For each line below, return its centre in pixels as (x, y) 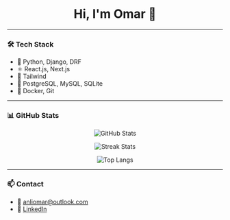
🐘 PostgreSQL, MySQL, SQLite (60, 84)
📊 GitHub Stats (33, 116)
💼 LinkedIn (32, 209)
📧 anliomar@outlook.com (52, 201)
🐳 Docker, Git (36, 91)
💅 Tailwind (31, 76)
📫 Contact (25, 184)
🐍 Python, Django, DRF (49, 62)
